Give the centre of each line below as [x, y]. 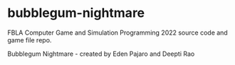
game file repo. [30, 40]
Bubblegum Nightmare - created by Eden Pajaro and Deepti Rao [101, 54]
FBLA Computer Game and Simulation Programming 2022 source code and [117, 32]
